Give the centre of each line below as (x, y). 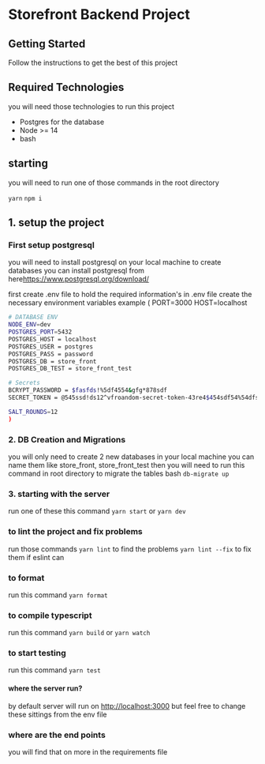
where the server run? (45, 688)
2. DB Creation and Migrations (67, 439)
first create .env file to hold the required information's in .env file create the (130, 295)
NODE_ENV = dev (30, 325)
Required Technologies (66, 87)
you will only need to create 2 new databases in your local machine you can (131, 457)
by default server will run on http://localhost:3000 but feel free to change (127, 706)
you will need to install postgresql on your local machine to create (115, 262)
